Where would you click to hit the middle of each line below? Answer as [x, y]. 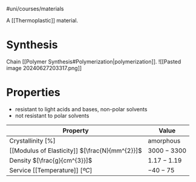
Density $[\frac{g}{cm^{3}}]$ [51, 160]
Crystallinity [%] [32, 140]
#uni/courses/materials [35, 9]
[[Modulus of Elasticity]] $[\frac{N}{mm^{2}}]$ [76, 151]
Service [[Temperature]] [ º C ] [51, 170]
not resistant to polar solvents [52, 115]
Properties [33, 93]
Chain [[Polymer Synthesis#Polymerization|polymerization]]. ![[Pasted [94, 61]
